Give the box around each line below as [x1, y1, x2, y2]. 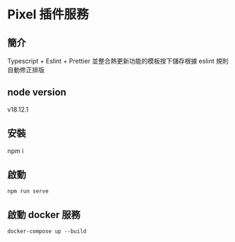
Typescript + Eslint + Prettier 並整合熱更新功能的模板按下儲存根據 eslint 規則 [7, 57, 229, 65]
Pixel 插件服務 [7, 6, 90, 23]
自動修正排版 [7, 66, 44, 74]
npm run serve [7, 188, 49, 195]
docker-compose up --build [7, 228, 87, 235]
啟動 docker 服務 [7, 209, 81, 221]
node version [7, 86, 67, 99]
